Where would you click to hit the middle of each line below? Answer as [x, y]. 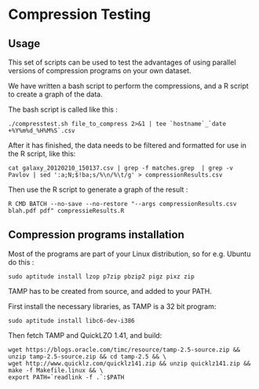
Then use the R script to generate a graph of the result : [98, 189]
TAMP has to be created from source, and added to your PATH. [110, 291]
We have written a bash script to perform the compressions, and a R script [128, 86]
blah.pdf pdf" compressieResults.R [66, 211]
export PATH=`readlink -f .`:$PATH [66, 377]
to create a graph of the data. [56, 94]
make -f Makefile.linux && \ [56, 370]
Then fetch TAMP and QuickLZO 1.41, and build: [85, 335]
